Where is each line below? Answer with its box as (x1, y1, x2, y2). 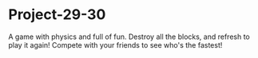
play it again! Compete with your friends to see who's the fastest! (8, 40, 223, 49)
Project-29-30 (8, 6, 106, 24)
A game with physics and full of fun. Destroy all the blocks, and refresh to (8, 32, 250, 41)
